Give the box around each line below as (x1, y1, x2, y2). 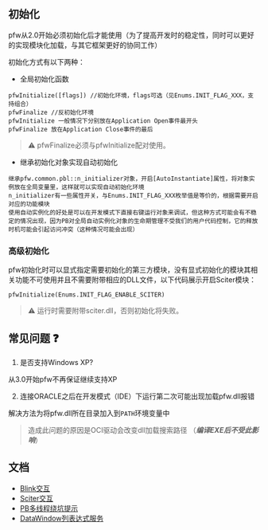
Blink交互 (19, 483, 50, 493)
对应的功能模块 (8, 200, 50, 208)
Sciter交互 (19, 493, 54, 503)
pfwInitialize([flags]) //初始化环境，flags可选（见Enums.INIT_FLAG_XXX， (8, 91, 248, 100)
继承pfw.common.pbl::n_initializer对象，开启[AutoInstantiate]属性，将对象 (8, 175, 249, 183)
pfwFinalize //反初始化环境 (8, 108, 94, 116)
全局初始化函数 (19, 74, 69, 84)
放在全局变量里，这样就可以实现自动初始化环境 (14, 183, 145, 191)
